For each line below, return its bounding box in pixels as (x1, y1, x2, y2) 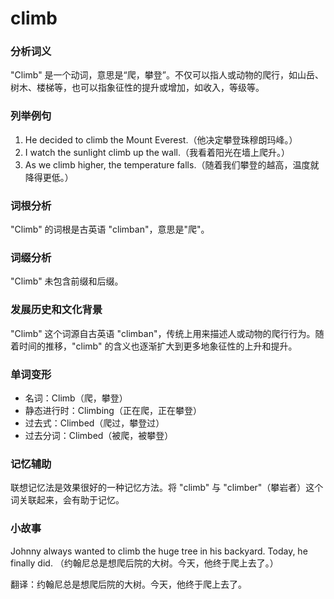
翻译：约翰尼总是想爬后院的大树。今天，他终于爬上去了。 (10, 578, 247, 590)
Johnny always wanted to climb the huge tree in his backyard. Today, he (10, 545, 308, 557)
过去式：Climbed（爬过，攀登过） (24, 417, 165, 429)
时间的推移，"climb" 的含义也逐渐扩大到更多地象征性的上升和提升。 (18, 340, 298, 352)
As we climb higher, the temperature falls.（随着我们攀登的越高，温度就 (24, 158, 320, 171)
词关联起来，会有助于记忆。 (10, 494, 125, 506)
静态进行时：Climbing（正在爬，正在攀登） (24, 404, 202, 416)
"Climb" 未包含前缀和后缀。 (10, 275, 124, 287)
